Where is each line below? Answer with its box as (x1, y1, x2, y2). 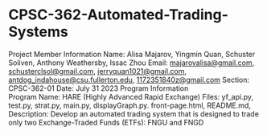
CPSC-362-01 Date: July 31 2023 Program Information (8, 83, 189, 93)
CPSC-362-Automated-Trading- (8, 6, 229, 24)
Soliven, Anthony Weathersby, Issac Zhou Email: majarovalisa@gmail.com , (8, 58, 255, 67)
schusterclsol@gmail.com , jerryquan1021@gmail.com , (8, 66, 187, 76)
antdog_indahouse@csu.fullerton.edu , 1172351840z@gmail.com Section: (8, 75, 250, 84)
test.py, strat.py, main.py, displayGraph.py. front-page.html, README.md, (8, 100, 252, 110)
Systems (8, 22, 68, 41)
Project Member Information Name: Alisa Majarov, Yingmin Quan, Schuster (8, 49, 256, 59)
